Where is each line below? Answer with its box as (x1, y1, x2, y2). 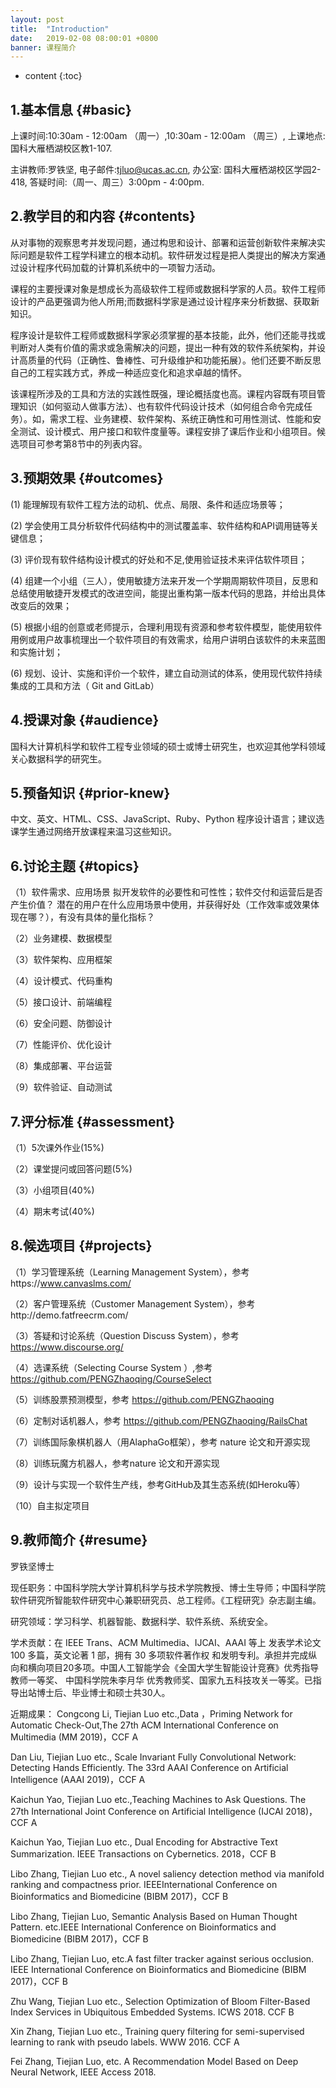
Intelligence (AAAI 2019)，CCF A (10, 1773, 146, 1785)
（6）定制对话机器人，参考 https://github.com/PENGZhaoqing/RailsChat (10, 1414, 308, 1426)
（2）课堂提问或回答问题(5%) (10, 1162, 133, 1175)
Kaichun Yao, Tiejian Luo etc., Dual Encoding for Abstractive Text (10, 1836, 278, 1848)
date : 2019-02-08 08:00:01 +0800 (10, 33, 159, 43)
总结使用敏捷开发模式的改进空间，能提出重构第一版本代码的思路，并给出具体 (10, 587, 326, 599)
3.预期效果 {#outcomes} (10, 470, 164, 487)
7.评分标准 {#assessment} (10, 1113, 176, 1130)
